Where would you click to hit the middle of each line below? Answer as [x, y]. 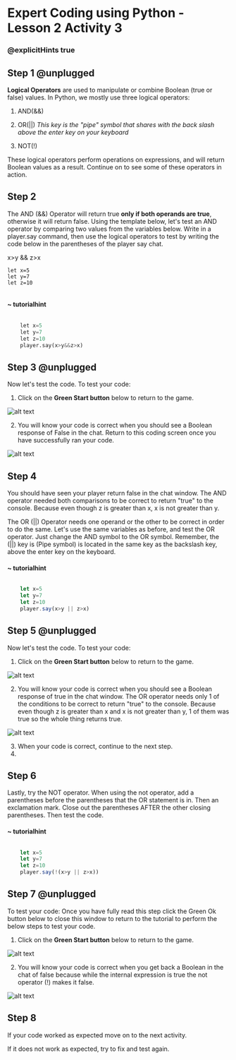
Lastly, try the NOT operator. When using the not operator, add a [101, 793]
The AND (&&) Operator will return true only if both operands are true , [110, 214]
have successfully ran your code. [66, 440]
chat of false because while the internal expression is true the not [112, 975]
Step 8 [22, 1018]
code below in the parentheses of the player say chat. [85, 243]
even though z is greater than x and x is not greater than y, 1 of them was [123, 711]
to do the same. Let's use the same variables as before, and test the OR [111, 529]
